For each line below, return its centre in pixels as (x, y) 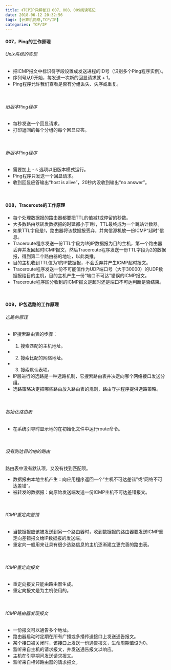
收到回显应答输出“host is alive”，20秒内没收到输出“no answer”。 (81, 183)
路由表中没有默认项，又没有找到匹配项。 (48, 468)
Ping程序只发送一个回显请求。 (44, 176)
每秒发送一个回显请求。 (37, 123)
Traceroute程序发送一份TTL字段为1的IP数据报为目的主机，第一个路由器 (88, 243)
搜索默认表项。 (36, 370)
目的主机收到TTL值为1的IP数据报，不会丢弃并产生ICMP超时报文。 (82, 262)
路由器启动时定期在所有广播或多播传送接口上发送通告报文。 (76, 637)
